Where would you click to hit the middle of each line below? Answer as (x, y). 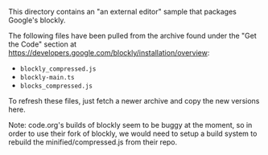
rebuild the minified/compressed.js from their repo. (93, 142)
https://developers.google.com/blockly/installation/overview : (109, 53)
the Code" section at (43, 44)
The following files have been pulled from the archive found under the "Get (133, 36)
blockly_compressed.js (58, 69)
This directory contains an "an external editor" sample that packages (123, 12)
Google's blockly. (37, 20)
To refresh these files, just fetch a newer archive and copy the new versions (134, 101)
